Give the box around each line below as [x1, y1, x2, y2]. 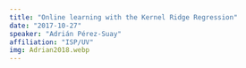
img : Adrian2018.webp [9, 46, 90, 55]
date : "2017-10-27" [9, 21, 82, 30]
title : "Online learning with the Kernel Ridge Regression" [9, 12, 239, 22]
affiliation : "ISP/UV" [9, 37, 94, 47]
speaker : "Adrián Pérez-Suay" [9, 29, 123, 38]
